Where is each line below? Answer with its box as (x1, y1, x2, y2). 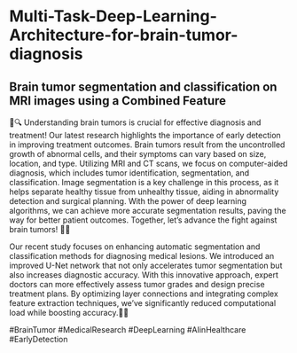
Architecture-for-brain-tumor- (9, 25, 238, 45)
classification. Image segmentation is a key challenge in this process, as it (9, 177, 279, 187)
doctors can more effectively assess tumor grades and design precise (9, 279, 265, 289)
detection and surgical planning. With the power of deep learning (9, 196, 246, 206)
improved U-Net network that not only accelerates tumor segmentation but (9, 260, 283, 271)
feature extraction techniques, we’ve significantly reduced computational (9, 298, 277, 308)
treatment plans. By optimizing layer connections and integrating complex (9, 288, 279, 299)
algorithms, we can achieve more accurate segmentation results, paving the (9, 206, 286, 216)
